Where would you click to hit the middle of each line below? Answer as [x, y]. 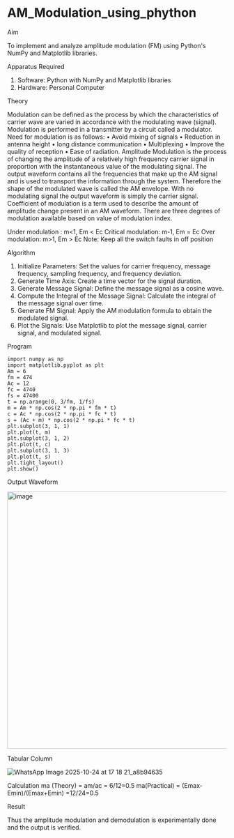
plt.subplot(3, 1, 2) [39, 438]
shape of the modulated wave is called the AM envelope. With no [100, 188]
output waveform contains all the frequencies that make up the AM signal [112, 174]
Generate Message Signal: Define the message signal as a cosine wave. [120, 288]
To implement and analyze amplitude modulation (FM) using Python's [107, 45]
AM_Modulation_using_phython [102, 13]
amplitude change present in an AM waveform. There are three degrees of [114, 211]
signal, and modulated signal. [60, 333]
